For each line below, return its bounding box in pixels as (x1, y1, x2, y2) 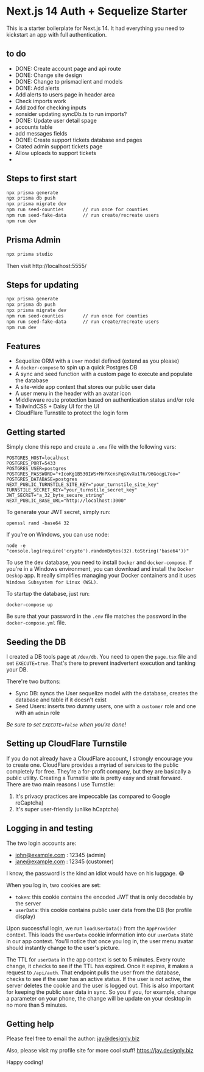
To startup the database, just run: (6, 590, 90, 598)
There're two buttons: (6, 678, 61, 685)
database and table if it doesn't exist (15, 696, 107, 703)
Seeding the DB (6, 637, 66, 647)
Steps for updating (6, 280, 79, 290)
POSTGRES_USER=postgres (6, 466, 67, 472)
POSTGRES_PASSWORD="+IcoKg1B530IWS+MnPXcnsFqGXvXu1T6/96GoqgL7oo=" (6, 471, 181, 477)
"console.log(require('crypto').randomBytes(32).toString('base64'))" (6, 548, 189, 554)
